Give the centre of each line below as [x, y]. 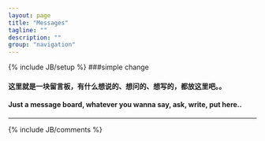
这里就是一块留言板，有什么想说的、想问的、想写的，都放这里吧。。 [117, 86]
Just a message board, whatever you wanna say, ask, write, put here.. [125, 105]
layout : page [30, 15]
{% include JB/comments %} [55, 129]
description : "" [35, 37]
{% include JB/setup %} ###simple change [79, 67]
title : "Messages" [38, 23]
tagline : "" [28, 30]
